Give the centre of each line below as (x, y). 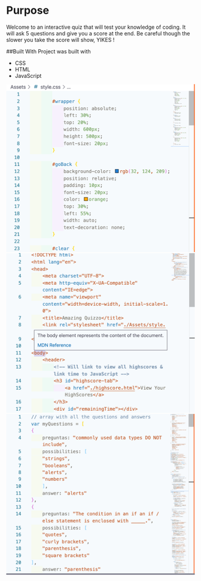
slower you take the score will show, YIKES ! (60, 40)
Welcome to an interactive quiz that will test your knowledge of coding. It (96, 27)
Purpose (28, 10)
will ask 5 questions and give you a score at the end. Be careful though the (98, 33)
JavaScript (28, 76)
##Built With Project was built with (48, 51)
